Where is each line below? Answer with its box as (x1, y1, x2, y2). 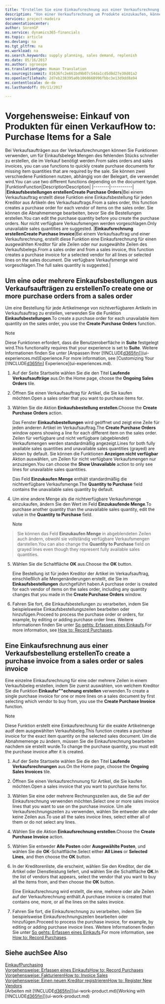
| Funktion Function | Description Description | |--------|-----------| (5, 184, 134, 190)
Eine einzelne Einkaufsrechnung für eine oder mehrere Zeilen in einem (5, 678, 147, 684)
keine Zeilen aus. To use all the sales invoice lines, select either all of (12, 814, 150, 820)
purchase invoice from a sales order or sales (5, 657, 144, 665)
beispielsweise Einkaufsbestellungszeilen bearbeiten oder (12, 606, 130, 612)
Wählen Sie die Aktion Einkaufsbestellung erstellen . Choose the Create (12, 405, 157, 411)
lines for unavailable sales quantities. (12, 466, 87, 472)
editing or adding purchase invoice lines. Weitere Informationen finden (12, 924, 155, 930)
